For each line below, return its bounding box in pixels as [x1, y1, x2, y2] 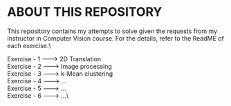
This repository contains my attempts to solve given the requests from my [7, 27, 218, 35]
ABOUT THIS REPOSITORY [7, 4, 163, 20]
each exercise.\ [7, 41, 51, 50]
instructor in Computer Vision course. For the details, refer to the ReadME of [7, 34, 225, 42]
